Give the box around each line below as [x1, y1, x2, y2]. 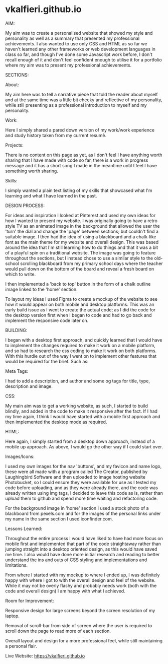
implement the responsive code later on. [5, 317, 89, 323]
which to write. [5, 271, 36, 277]
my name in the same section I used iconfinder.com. [5, 515, 113, 522]
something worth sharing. [5, 168, 59, 174]
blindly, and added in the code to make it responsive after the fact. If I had [5, 408, 158, 414]
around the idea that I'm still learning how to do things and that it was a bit [5, 244, 158, 250]
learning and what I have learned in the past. [5, 192, 97, 198]
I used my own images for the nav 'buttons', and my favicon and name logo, [5, 463, 162, 469]
